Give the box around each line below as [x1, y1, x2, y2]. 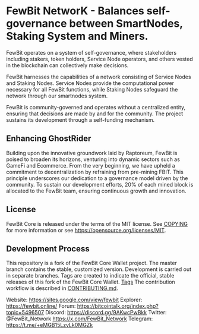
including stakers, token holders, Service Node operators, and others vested [6, 55, 193, 62]
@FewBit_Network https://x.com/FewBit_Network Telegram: [6, 315, 153, 322]
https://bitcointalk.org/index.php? [77, 303, 159, 310]
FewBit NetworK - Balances [6, 4, 144, 18]
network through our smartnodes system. [6, 92, 108, 99]
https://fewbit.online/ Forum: [6, 303, 76, 310]
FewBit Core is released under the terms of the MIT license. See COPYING [6, 220, 188, 227]
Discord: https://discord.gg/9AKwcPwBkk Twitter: [45, 309, 167, 316]
